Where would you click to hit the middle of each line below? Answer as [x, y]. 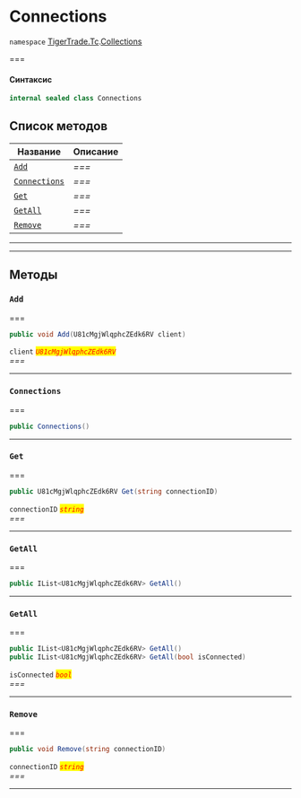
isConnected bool [41, 675]
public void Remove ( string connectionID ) [88, 750]
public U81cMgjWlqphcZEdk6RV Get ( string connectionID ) [114, 491]
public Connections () [50, 426]
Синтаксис [30, 79]
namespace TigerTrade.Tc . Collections [76, 41]
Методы [34, 275]
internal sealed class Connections [76, 99]
